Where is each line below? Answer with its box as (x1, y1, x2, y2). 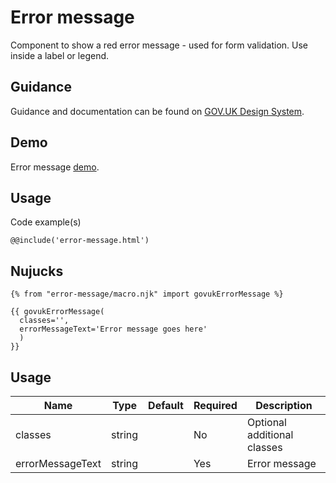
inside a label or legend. (10, 49, 110, 61)
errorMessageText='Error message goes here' (19, 324, 208, 335)
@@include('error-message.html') (10, 236, 150, 246)
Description (255, 399, 313, 412)
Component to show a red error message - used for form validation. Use (10, 39, 309, 51)
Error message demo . (10, 161, 100, 173)
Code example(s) (10, 216, 82, 228)
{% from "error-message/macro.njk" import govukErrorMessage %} (10, 289, 284, 300)
